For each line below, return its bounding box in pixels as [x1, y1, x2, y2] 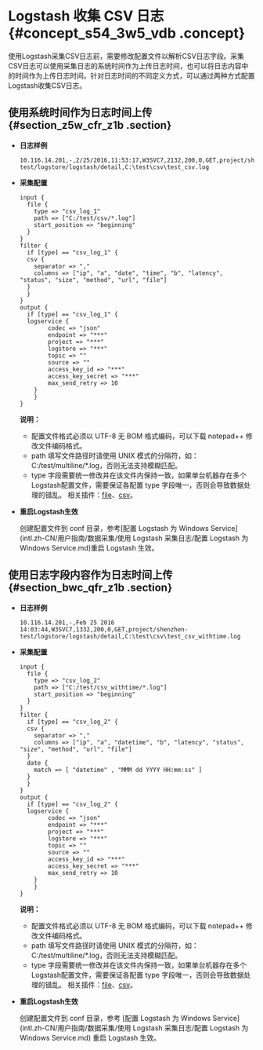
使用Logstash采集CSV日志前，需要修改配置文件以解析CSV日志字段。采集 [8, 51, 245, 60]
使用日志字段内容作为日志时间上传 [8, 569, 173, 582]
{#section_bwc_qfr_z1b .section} [8, 581, 173, 595]
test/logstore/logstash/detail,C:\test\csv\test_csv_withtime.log [19, 632, 241, 640]
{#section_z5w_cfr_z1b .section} [8, 119, 172, 132]
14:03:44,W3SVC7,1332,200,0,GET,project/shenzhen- [19, 625, 189, 633]
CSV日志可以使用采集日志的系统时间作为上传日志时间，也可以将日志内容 [8, 60, 242, 71]
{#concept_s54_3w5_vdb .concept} [8, 24, 246, 42]
